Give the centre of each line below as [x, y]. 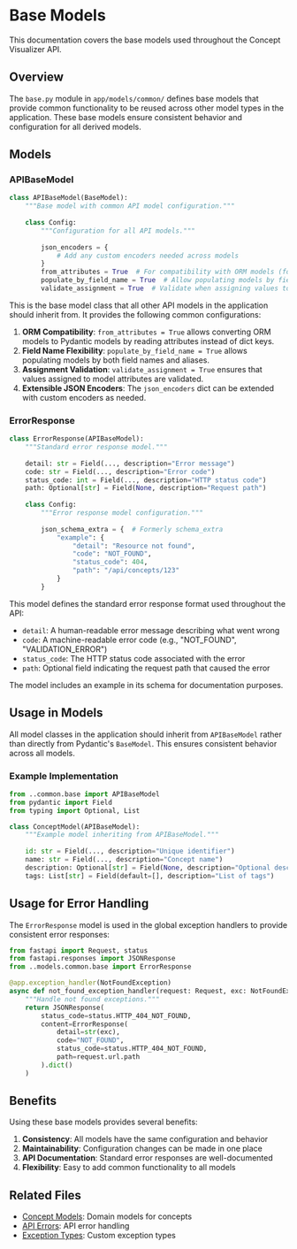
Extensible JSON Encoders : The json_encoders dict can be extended [148, 388]
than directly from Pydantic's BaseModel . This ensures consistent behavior [143, 743]
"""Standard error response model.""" [96, 448]
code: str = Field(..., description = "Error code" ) [120, 471]
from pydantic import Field [61, 802]
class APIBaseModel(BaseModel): [69, 198]
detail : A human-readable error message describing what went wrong [151, 630]
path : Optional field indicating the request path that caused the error [146, 668]
